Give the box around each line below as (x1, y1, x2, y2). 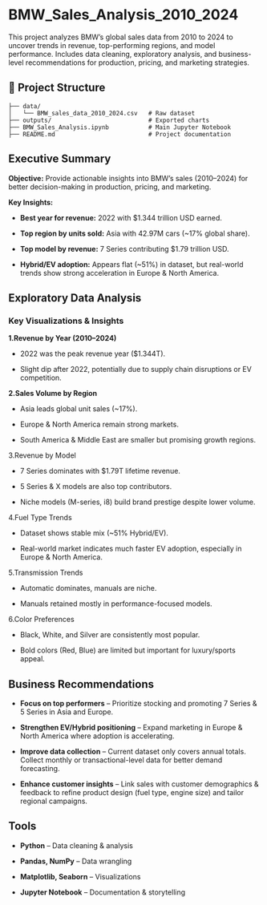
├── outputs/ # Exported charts (8, 116, 210, 124)
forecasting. (19, 764, 60, 774)
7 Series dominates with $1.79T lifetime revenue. (19, 467, 180, 476)
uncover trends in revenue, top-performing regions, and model (8, 40, 216, 50)
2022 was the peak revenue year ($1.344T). (19, 349, 166, 358)
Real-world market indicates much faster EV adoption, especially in (19, 543, 242, 554)
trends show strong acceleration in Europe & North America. (19, 268, 219, 277)
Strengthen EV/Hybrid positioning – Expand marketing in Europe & (19, 723, 243, 733)
